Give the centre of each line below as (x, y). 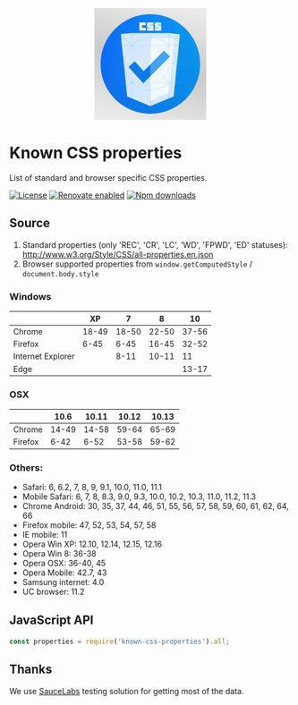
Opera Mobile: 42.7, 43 (64, 573)
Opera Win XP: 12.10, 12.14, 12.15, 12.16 (92, 544)
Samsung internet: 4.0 (63, 582)
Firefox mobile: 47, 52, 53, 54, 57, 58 (89, 525)
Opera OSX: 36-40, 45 (64, 564)
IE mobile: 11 (45, 535)
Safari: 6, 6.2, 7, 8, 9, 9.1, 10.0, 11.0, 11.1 (92, 488)
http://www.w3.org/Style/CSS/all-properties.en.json (118, 254)
